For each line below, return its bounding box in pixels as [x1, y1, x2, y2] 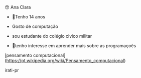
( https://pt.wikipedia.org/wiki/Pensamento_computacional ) [5, 58, 126, 64]
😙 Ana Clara [5, 4, 31, 10]
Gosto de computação [12, 23, 58, 29]
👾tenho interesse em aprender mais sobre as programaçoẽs [12, 43, 136, 49]
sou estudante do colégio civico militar [12, 33, 92, 39]
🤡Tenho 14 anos [12, 14, 46, 19]
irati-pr [5, 67, 19, 73]
